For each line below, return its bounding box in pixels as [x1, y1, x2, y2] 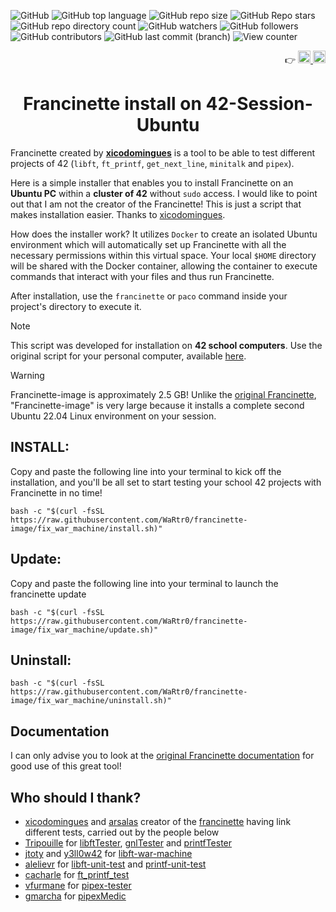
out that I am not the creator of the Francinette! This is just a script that [10, 198, 302, 210]
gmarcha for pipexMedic [24, 890, 127, 902]
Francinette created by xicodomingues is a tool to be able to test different [10, 146, 316, 159]
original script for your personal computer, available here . [10, 350, 247, 362]
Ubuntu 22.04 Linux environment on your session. [10, 410, 217, 422]
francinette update [10, 588, 87, 600]
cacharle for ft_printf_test [24, 869, 130, 880]
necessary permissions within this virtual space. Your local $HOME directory [10, 249, 317, 261]
